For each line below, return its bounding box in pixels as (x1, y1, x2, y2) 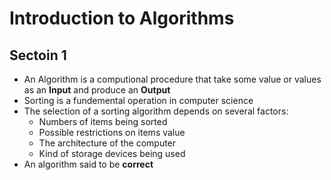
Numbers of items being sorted (38, 116, 168, 127)
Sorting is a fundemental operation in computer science (23, 95, 254, 106)
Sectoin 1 (9, 47, 67, 64)
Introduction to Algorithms (9, 7, 235, 30)
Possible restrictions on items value (38, 127, 186, 138)
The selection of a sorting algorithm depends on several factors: (23, 105, 289, 117)
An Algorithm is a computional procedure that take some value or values (23, 73, 322, 85)
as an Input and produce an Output (23, 84, 171, 96)
